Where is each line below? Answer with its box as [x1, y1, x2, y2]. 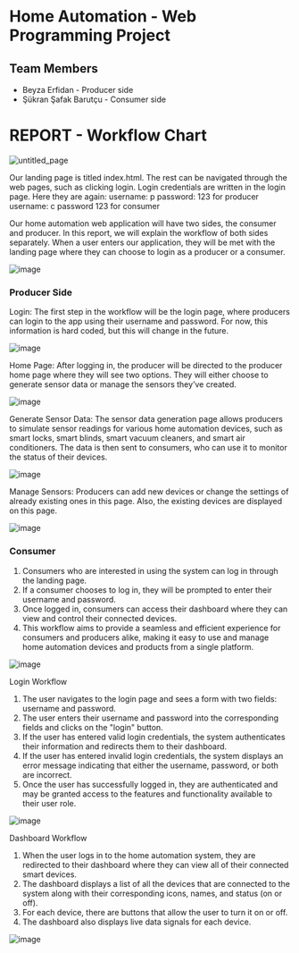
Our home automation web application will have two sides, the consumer [9, 217, 277, 229]
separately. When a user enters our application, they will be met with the [9, 237, 276, 248]
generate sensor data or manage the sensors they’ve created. [9, 379, 237, 390]
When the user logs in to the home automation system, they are [21, 849, 256, 860]
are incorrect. [21, 769, 73, 780]
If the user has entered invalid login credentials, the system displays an [21, 750, 284, 761]
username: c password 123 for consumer [9, 200, 161, 211]
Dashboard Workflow [9, 832, 87, 843]
